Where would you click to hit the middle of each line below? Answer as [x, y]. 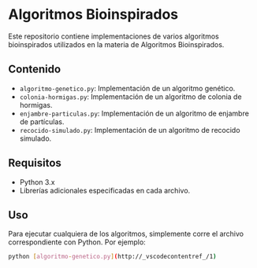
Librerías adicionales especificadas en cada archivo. [105, 190]
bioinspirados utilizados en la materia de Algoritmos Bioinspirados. [116, 44]
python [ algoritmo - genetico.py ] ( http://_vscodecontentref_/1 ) [112, 257]
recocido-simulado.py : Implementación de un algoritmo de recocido [130, 130]
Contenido [35, 70]
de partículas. [42, 121]
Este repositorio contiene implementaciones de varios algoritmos [114, 36]
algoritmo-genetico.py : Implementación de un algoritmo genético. [127, 88]
